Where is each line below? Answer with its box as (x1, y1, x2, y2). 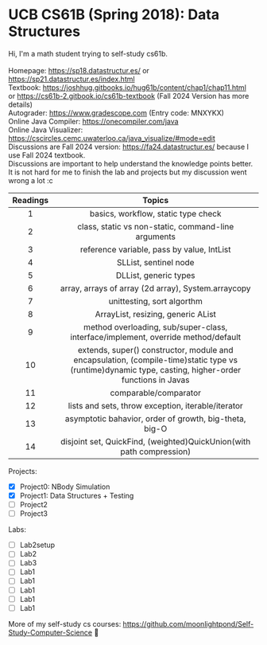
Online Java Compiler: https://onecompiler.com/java (8, 116, 179, 126)
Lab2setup (19, 540, 56, 550)
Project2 (19, 500, 48, 510)
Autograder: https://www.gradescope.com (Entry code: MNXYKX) (8, 107, 225, 117)
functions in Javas (122, 374, 190, 385)
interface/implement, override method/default (70, 331, 241, 342)
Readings (12, 194, 49, 205)
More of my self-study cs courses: (8, 619, 122, 628)
